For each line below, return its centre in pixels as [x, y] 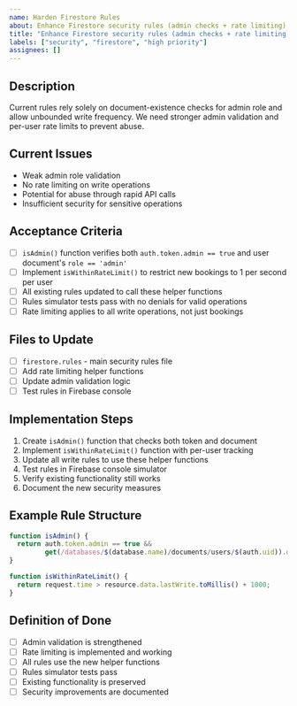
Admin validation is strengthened [82, 641]
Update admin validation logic [76, 380]
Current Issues [51, 154]
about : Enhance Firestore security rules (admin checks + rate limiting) [148, 26]
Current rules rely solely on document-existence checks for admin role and [146, 107]
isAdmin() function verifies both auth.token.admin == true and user [145, 252]
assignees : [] [35, 50]
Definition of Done [61, 621]
